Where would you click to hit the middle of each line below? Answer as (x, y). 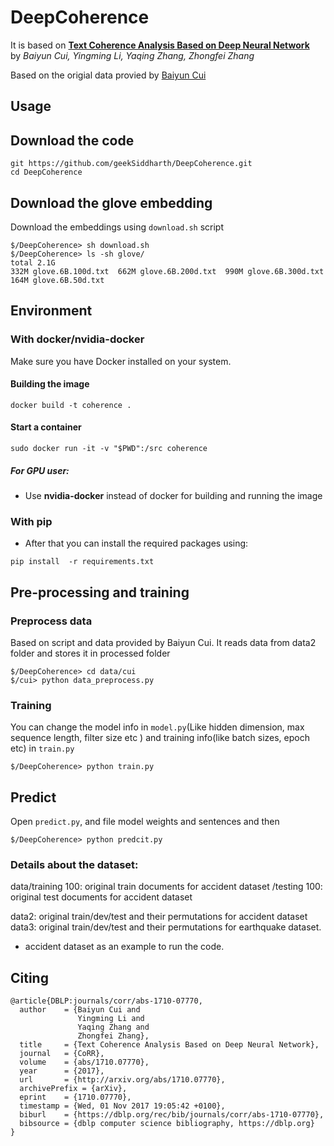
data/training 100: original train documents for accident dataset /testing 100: (166, 887)
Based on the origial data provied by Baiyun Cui (108, 75)
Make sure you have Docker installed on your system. (121, 361)
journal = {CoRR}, (62, 1054)
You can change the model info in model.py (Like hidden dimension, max (157, 727)
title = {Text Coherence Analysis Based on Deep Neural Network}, (169, 1045)
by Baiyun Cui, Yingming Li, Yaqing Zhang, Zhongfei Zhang (132, 55)
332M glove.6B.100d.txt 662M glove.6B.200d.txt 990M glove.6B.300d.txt (167, 271)
